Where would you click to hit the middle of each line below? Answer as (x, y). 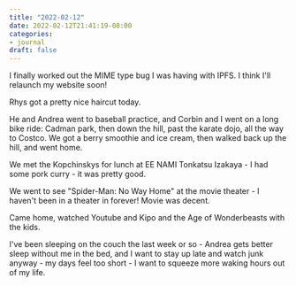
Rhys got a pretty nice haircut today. (75, 102)
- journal (27, 42)
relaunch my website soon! (58, 85)
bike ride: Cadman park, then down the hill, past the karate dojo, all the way (147, 128)
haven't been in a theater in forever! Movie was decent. (110, 201)
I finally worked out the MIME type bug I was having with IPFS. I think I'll (140, 75)
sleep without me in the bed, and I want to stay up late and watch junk (137, 254)
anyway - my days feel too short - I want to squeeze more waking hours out (147, 263)
